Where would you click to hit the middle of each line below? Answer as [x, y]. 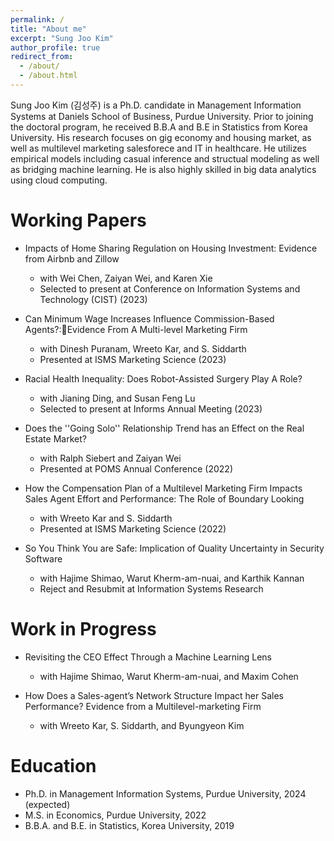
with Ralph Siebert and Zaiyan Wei [110, 458]
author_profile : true [55, 47]
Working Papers [78, 220]
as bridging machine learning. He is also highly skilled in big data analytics [163, 169]
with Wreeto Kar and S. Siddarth [106, 518]
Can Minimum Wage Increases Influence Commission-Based [149, 318]
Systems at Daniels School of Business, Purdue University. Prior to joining [162, 116]
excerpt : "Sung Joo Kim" [62, 38]
